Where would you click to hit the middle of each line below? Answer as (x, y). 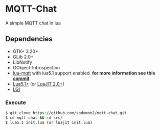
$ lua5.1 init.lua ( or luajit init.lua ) (49, 122)
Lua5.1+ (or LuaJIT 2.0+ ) (39, 84)
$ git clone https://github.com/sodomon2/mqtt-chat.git (66, 113)
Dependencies (29, 39)
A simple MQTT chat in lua (33, 23)
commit (21, 78)
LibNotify (22, 62)
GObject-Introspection (36, 67)
